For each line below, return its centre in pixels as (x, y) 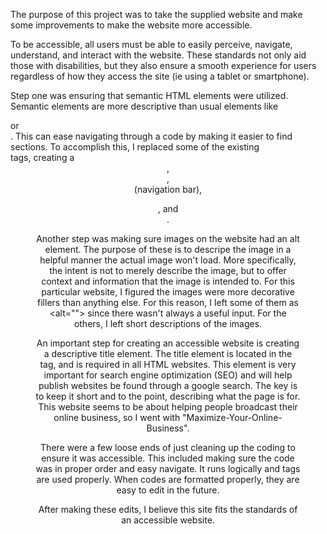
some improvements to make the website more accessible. (131, 25)
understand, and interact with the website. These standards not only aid (158, 55)
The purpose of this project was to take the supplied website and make (156, 14)
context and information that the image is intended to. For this (168, 281)
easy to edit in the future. (168, 490)
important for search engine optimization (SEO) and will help (168, 375)
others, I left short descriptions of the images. (168, 323)
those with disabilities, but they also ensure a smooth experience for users (163, 65)
